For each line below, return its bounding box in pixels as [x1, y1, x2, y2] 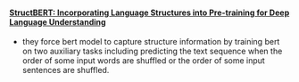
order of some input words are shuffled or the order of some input [21, 55, 265, 66]
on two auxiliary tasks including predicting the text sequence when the [21, 45, 283, 57]
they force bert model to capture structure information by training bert [21, 37, 280, 47]
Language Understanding [9, 16, 106, 27]
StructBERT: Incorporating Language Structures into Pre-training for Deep [9, 7, 290, 18]
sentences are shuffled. [21, 65, 110, 76]
